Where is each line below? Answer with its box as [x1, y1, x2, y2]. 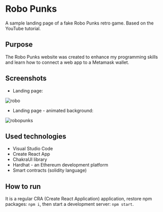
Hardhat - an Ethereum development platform [12, 162, 108, 168]
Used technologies [5, 132, 67, 140]
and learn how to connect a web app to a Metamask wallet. [5, 59, 129, 65]
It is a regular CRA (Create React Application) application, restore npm [5, 196, 152, 202]
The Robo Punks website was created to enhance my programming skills [5, 54, 158, 60]
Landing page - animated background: [12, 107, 94, 113]
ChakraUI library [12, 156, 47, 162]
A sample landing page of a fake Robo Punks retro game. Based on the [5, 20, 154, 26]
